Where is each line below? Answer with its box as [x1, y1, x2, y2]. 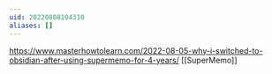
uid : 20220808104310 [9, 12, 86, 22]
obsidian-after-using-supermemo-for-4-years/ [9, 55, 179, 65]
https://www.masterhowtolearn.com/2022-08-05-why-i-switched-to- [9, 45, 263, 55]
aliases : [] [9, 21, 53, 30]
